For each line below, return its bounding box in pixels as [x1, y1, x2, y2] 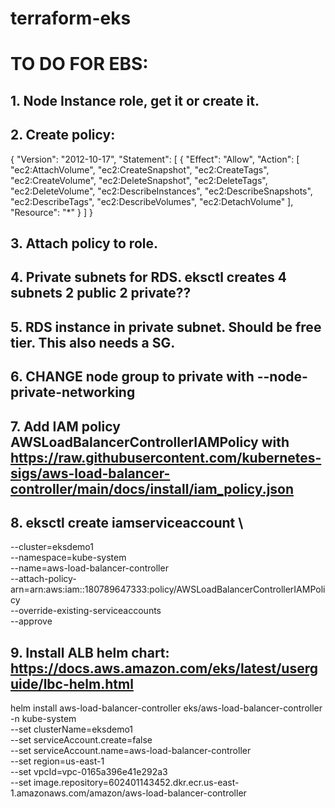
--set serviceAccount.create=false [10, 734, 153, 746]
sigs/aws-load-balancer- [10, 465, 171, 482]
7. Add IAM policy [10, 418, 121, 435]
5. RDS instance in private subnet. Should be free [10, 318, 322, 336]
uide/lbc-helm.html [10, 675, 134, 692]
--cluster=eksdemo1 [10, 541, 94, 553]
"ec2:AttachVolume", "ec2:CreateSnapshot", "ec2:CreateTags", [10, 163, 270, 176]
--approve [10, 615, 53, 627]
